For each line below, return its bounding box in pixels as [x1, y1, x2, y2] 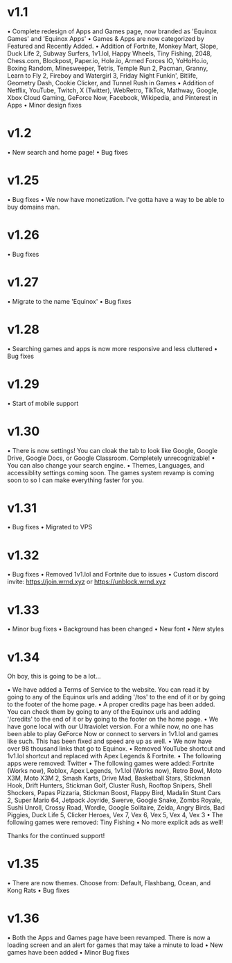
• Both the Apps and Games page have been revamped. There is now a [7, 934, 211, 942]
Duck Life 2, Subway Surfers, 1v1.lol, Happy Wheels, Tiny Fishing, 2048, [7, 49, 213, 58]
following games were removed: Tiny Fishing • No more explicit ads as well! [7, 818, 224, 826]
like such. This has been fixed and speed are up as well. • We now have [7, 737, 213, 746]
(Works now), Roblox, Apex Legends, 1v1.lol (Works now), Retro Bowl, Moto [7, 767, 222, 775]
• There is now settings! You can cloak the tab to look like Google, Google [7, 446, 218, 454]
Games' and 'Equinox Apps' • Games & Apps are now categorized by [7, 34, 204, 42]
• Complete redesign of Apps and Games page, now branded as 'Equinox [7, 27, 217, 35]
